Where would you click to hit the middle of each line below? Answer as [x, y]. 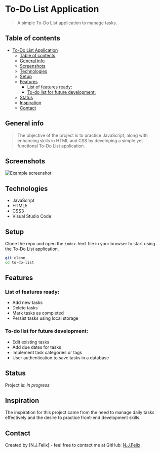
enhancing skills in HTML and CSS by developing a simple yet [80, 140]
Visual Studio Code [32, 216]
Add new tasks [27, 302]
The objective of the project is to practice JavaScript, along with [82, 135]
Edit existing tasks [31, 342]
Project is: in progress [27, 385]
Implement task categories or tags [47, 352]
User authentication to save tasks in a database [60, 358]
